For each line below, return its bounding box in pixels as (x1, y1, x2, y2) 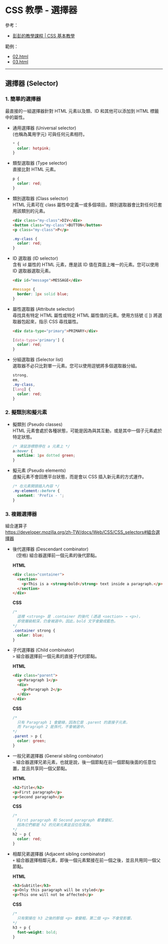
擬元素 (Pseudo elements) (12, 467, 66, 474)
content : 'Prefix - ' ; (17, 493, 64, 498)
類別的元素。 (21, 208, 48, 214)
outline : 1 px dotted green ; (17, 453, 76, 458)
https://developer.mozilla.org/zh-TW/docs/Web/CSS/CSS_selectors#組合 (5, 529, 156, 535)
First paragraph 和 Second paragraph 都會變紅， (17, 818, 116, 823)
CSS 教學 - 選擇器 (5, 5, 77, 16)
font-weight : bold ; (17, 929, 58, 935)
